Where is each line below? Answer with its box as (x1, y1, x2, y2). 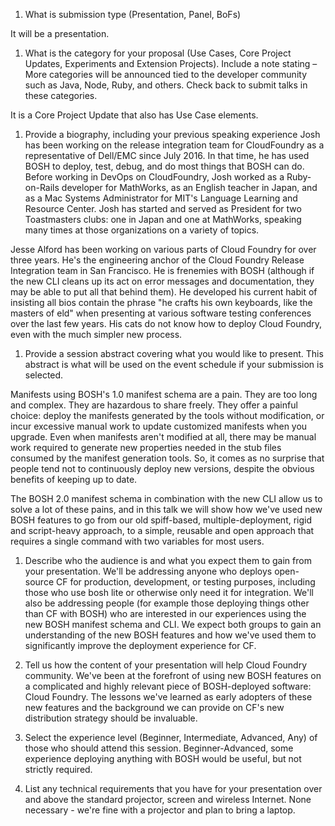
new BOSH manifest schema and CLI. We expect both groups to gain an (24, 619, 322, 630)
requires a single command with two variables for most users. (10, 535, 265, 547)
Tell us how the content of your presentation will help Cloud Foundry (24, 659, 308, 671)
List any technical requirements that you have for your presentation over (24, 783, 323, 794)
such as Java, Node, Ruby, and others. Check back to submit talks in (24, 79, 308, 91)
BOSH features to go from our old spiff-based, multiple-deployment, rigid (10, 514, 313, 526)
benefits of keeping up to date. (10, 474, 138, 485)
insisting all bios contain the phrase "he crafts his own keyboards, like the (10, 297, 313, 308)
